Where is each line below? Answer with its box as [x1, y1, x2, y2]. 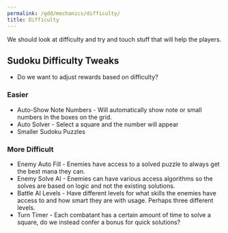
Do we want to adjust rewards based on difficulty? [16, 73, 158, 81]
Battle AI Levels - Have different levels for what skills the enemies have [16, 189, 216, 197]
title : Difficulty [7, 16, 59, 23]
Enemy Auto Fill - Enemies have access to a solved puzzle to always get [16, 160, 220, 168]
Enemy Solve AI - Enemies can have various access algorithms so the [16, 174, 214, 182]
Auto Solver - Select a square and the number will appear [16, 120, 179, 128]
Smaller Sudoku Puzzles [16, 127, 85, 135]
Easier [7, 90, 29, 100]
